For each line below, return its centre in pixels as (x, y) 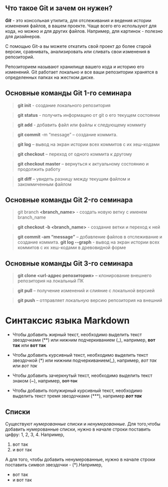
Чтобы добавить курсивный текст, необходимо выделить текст (80, 355)
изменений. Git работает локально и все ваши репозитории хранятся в (81, 72)
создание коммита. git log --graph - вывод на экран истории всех (88, 242)
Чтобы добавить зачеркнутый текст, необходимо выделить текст (82, 376)
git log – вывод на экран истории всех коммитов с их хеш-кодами (89, 144)
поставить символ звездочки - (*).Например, (54, 465)
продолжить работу (39, 169)
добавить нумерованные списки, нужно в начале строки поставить (78, 429)
